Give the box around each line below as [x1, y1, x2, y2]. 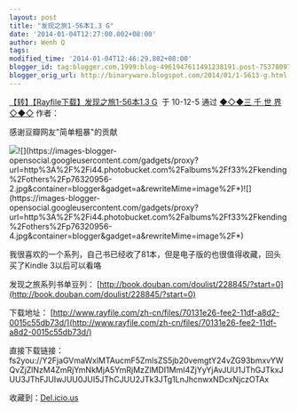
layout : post [9, 12, 58, 22]
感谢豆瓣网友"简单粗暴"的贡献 [9, 126, 118, 137]
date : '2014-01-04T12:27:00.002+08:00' [9, 29, 157, 38]
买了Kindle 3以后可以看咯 [9, 260, 102, 270]
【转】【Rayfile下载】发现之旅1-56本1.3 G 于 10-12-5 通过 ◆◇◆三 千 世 [9, 96, 272, 107]
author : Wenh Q [9, 37, 66, 47]
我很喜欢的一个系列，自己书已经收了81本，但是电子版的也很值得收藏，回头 [9, 248, 282, 259]
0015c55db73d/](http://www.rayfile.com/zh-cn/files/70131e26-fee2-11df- [9, 317, 277, 327]
